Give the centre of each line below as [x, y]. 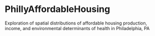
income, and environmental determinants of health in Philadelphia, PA [77, 28]
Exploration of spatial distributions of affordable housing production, [76, 23]
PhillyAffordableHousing [57, 9]
